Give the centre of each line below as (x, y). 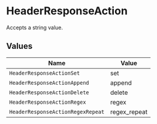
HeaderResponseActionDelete (49, 92)
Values (19, 46)
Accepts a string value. (35, 27)
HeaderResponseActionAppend (49, 83)
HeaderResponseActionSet (45, 73)
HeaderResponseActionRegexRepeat (57, 112)
